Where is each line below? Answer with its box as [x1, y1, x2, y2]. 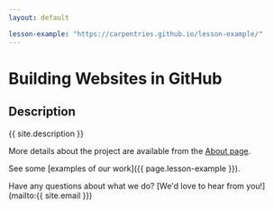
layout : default [8, 13, 69, 23]
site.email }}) [44, 190, 93, 201]
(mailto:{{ [8, 190, 44, 201]
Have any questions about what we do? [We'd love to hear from [8, 180, 245, 191]
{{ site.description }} [8, 128, 85, 139]
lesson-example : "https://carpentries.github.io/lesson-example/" [8, 29, 263, 39]
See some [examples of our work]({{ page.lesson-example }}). [8, 163, 241, 174]
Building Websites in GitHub [8, 68, 223, 88]
